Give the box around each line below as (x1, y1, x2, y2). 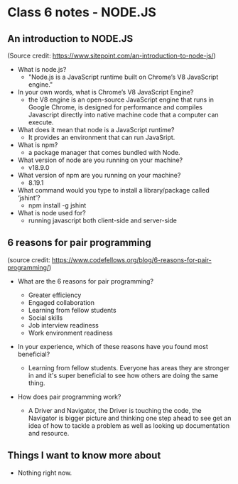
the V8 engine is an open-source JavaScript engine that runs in (28, 95, 215, 104)
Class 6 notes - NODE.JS (7, 4, 156, 21)
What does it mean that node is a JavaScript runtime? (17, 126, 175, 134)
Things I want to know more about (7, 449, 161, 462)
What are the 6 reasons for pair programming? (17, 276, 154, 285)
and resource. (28, 429, 70, 437)
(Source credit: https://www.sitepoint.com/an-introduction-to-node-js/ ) (7, 51, 217, 60)
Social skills (28, 313, 63, 322)
